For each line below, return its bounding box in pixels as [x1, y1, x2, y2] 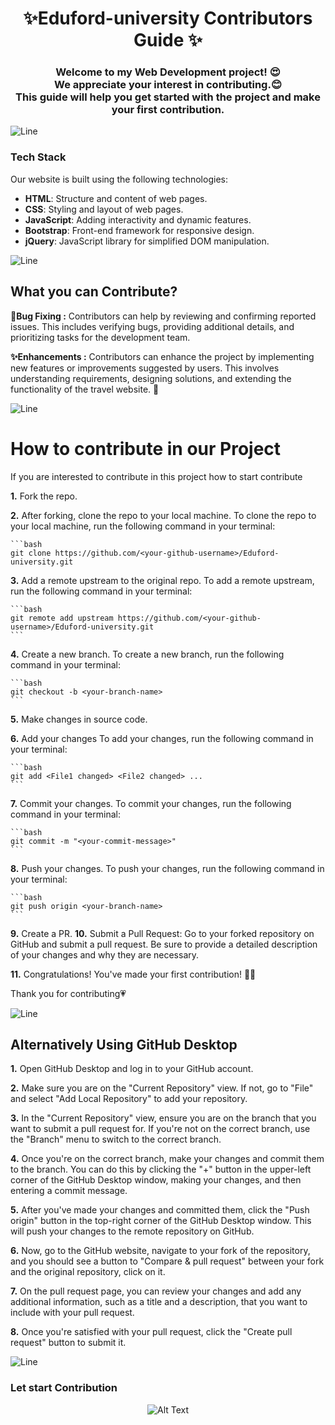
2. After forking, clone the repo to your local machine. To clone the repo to [10, 509, 317, 521]
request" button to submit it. [10, 1337, 127, 1349]
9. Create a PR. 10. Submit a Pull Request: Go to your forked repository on [10, 927, 315, 939]
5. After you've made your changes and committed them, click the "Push [10, 1204, 310, 1216]
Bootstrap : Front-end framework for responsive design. [24, 224, 255, 236]
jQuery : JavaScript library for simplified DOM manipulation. [24, 235, 270, 247]
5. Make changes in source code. [10, 713, 148, 725]
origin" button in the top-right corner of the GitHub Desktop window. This [10, 1215, 312, 1227]
